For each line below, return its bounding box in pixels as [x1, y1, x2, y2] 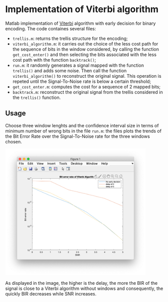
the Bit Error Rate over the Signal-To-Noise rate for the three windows [5, 133, 150, 139]
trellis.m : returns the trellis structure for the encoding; [12, 35, 128, 41]
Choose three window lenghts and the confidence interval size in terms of [5, 122, 159, 128]
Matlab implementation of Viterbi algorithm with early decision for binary [5, 20, 156, 26]
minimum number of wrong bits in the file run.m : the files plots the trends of [5, 128, 162, 134]
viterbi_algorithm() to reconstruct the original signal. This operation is [12, 73, 161, 79]
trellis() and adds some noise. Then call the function [12, 67, 127, 74]
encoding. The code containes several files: [5, 25, 96, 31]
